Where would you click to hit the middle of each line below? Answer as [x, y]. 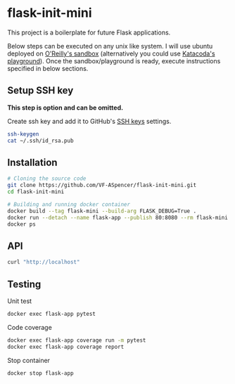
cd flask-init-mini [36, 192]
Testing [24, 284]
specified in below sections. [48, 68]
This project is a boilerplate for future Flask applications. [89, 32]
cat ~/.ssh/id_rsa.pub [40, 141]
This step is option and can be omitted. [65, 108]
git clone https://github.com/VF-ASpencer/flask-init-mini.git [102, 185]
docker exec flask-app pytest [52, 314]
